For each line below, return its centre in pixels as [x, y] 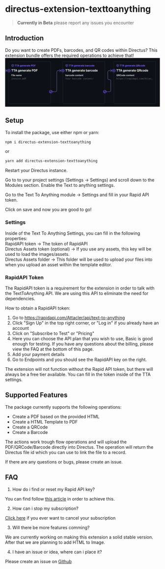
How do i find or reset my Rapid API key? [53, 489]
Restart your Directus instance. [36, 171]
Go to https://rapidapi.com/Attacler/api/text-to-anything [69, 318]
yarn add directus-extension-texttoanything [51, 161]
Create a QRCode [30, 427]
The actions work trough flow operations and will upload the [66, 442]
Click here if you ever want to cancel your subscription [60, 518]
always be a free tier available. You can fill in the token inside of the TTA [78, 374]
